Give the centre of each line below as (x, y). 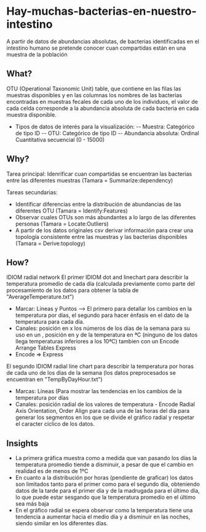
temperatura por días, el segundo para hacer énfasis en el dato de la (102, 315)
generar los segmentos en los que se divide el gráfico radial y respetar (105, 417)
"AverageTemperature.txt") (40, 297)
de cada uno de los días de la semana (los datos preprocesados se (91, 373)
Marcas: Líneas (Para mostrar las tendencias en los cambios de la (99, 391)
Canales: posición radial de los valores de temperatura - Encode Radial (105, 404)
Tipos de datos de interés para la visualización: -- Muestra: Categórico (105, 127)
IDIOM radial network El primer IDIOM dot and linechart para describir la (97, 277)
